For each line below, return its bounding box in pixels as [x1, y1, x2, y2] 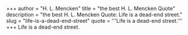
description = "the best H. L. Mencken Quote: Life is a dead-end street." [6, 11, 183, 18]
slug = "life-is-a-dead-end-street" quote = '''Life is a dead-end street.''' [6, 17, 183, 24]
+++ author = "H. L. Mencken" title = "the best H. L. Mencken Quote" [6, 5, 176, 12]
